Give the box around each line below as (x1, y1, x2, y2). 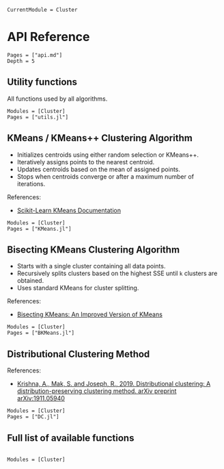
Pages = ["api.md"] (7, 51, 63, 58)
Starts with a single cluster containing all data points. (16, 262, 166, 270)
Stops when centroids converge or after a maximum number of (16, 172, 195, 181)
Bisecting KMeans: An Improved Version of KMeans (16, 310, 163, 318)
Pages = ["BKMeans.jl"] (7, 329, 75, 337)
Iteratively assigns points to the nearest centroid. (16, 157, 155, 166)
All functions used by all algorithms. (7, 94, 108, 103)
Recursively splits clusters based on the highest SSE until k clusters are (16, 269, 218, 277)
